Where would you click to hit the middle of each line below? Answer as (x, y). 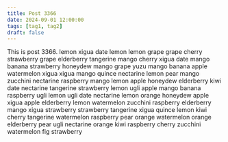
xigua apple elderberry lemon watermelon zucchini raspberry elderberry (109, 102)
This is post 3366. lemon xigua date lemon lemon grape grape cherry (105, 52)
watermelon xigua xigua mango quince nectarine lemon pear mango (103, 74)
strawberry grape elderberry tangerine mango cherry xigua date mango (109, 59)
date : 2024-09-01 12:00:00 (46, 20)
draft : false (26, 32)
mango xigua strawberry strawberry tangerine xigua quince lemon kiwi (107, 110)
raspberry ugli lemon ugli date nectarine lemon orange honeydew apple (108, 96)
